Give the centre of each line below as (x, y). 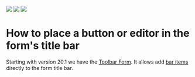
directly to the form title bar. (40, 68)
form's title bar (43, 46)
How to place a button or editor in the (98, 34)
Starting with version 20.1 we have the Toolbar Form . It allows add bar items (97, 62)
